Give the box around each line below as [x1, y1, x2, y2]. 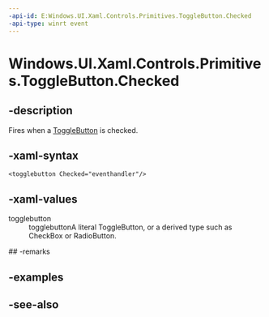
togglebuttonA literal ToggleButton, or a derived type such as [28, 222, 233, 232]
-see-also [8, 298, 59, 311]
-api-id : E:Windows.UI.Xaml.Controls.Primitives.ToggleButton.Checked [8, 11, 252, 20]
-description [8, 104, 73, 118]
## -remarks [8, 246, 50, 256]
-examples [8, 270, 64, 284]
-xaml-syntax [8, 148, 79, 162]
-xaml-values [8, 192, 78, 206]
